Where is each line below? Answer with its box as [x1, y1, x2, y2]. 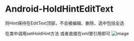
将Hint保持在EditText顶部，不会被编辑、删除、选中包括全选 [5, 20, 124, 26]
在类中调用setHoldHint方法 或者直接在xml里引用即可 [5, 30, 110, 36]
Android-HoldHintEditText [5, 3, 114, 15]
